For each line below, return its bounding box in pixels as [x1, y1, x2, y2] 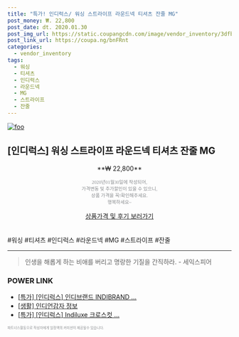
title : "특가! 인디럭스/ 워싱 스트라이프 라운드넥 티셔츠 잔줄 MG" [7, 10, 179, 18]
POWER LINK [7, 275, 53, 285]
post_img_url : [7, 30, 50, 38]
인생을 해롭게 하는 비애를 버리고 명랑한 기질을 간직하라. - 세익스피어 [24, 257, 212, 266]
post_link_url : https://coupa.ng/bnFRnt [7, 37, 129, 44]
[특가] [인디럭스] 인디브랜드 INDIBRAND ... [17, 292, 137, 301]
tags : [7, 57, 23, 64]
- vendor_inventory [14, 50, 72, 58]
